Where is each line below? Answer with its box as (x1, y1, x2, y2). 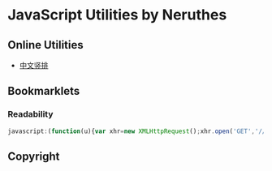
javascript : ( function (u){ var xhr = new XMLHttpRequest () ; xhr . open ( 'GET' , (7, 127, 255, 135)
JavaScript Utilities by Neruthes (7, 6, 227, 24)
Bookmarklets (7, 84, 80, 98)
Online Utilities (7, 38, 84, 52)
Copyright (7, 149, 60, 163)
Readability (7, 109, 54, 120)
